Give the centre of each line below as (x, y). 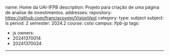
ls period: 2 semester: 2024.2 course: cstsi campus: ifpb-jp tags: (72, 23)
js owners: (23, 33)
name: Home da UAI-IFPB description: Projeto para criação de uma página (82, 7)
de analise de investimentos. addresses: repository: (59, 12)
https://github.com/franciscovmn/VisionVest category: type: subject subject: (84, 18)
